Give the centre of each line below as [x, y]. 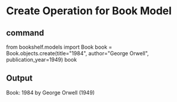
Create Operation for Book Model [89, 11]
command [25, 33]
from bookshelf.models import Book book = [59, 47]
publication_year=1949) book [41, 60]
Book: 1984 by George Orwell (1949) [50, 93]
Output [19, 78]
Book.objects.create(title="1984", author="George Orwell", [78, 53]
